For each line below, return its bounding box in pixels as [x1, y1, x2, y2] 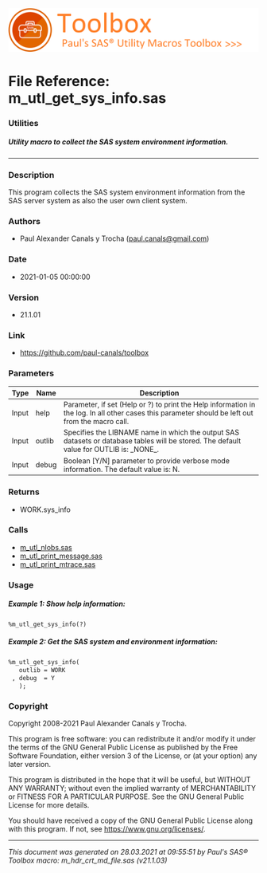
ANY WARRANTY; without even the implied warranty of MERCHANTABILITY [8, 783, 257, 792]
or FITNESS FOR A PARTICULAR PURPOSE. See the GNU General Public [8, 792, 245, 801]
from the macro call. [63, 417, 130, 427]
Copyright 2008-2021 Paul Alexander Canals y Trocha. [8, 718, 187, 728]
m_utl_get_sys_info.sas [8, 88, 167, 107]
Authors [8, 215, 41, 226]
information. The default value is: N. [63, 464, 180, 474]
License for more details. [8, 800, 90, 809]
